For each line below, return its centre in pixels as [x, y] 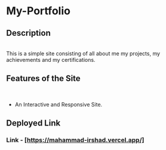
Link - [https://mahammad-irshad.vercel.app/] [75, 140]
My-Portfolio [38, 11]
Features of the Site [43, 79]
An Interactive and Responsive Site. [59, 104]
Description [28, 33]
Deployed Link [33, 123]
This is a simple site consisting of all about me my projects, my [83, 54]
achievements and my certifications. [51, 60]
